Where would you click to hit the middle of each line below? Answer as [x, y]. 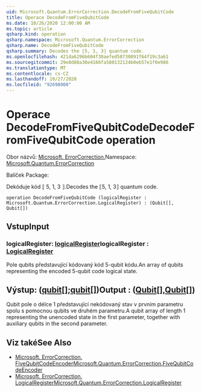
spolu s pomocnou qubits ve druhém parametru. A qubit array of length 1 [96, 311]
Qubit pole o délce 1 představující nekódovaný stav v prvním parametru [95, 305]
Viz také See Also [39, 342]
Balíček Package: [28, 175]
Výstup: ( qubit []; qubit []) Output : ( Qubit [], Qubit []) [101, 290]
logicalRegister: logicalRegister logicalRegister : [78, 244]
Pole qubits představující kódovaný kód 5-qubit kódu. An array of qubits [95, 264]
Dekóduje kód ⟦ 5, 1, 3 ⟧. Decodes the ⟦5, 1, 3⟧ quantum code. [82, 186]
